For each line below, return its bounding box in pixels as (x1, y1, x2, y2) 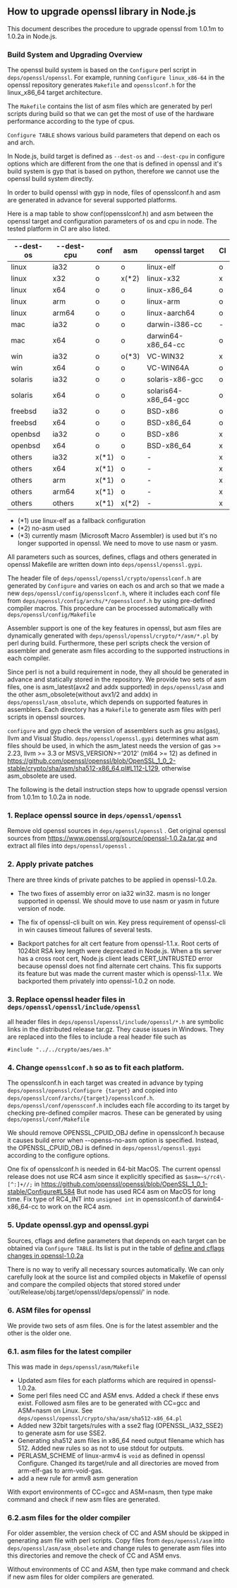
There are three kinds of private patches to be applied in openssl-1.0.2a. (7, 875, 217, 884)
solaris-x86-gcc (147, 374, 204, 384)
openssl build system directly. (7, 175, 94, 183)
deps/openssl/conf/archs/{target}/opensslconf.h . (7, 1093, 155, 1103)
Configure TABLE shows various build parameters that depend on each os (7, 131, 221, 139)
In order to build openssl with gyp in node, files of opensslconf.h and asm (7, 188, 221, 197)
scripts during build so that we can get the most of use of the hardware (7, 110, 214, 118)
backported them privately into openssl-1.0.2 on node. (17, 977, 176, 985)
